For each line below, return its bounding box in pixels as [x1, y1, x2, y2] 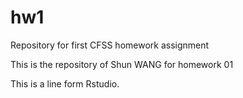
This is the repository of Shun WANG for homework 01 [10, 58, 234, 70]
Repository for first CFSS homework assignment [10, 39, 210, 51]
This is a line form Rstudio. [10, 77, 120, 90]
